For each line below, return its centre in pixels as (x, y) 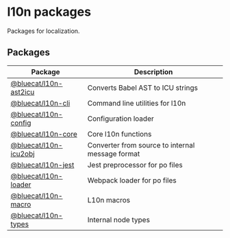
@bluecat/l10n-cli (40, 103)
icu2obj (23, 154)
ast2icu (23, 92)
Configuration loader (120, 119)
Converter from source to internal (141, 145)
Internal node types (119, 219)
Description (153, 71)
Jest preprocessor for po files (135, 165)
